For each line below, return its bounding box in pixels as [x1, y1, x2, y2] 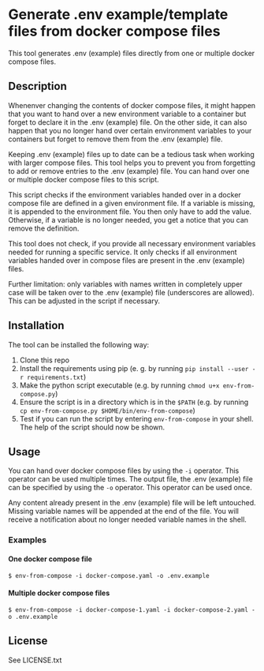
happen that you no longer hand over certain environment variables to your [8, 126, 252, 135]
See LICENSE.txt [8, 655, 62, 665]
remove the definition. [8, 223, 80, 233]
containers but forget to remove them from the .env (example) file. [8, 134, 223, 144]
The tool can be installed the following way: [8, 339, 150, 349]
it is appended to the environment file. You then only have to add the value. [8, 207, 252, 216]
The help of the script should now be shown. [19, 422, 165, 432]
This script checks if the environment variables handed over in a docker [8, 189, 242, 199]
